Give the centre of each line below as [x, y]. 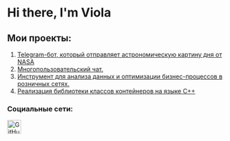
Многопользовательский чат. [60, 69]
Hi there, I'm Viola [59, 13]
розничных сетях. [43, 84]
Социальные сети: [40, 109]
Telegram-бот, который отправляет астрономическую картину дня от [119, 54]
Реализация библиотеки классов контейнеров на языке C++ [106, 91]
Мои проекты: [39, 38]
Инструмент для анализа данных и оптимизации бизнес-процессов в [119, 76]
